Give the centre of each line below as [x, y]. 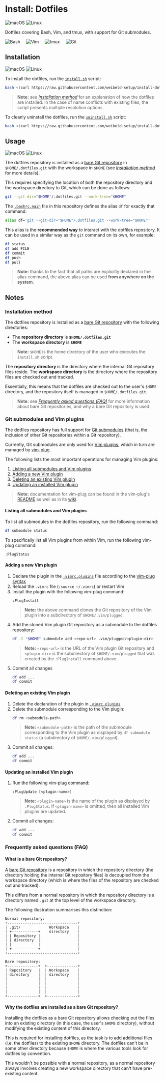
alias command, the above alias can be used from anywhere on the [85, 277]
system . [26, 282]
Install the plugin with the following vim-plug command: [68, 591]
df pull [13, 262]
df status [15, 244]
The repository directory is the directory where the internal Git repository [80, 367]
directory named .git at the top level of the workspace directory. [71, 900]
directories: [17, 327]
